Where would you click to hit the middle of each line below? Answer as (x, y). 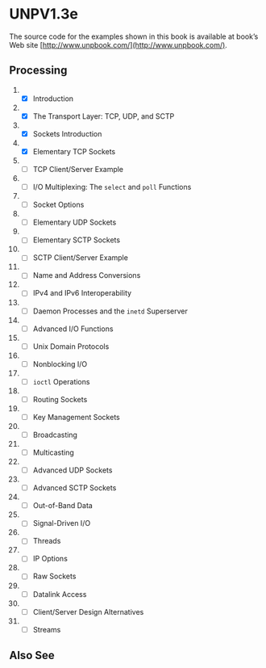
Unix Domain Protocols (71, 346)
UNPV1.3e (44, 14)
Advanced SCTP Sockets (75, 488)
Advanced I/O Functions (73, 329)
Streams (47, 629)
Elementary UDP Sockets (75, 222)
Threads (47, 541)
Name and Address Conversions (87, 275)
